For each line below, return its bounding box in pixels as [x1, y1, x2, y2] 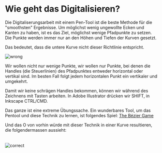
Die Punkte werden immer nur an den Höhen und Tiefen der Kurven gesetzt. [5, 35, 157, 41]
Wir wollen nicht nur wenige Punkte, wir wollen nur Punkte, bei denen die [5, 63, 151, 69]
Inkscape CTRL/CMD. [5, 98, 48, 104]
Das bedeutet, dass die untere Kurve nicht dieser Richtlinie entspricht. [5, 44, 144, 50]
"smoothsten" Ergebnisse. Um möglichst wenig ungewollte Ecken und [5, 24, 144, 30]
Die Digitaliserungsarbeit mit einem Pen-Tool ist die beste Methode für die [5, 19, 152, 25]
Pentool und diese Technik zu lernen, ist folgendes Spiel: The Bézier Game [5, 112, 154, 118]
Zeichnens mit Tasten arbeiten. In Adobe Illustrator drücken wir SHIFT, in [5, 93, 150, 99]
